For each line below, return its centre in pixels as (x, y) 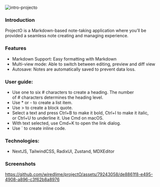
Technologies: (22, 140)
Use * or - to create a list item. (42, 102)
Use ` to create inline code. (39, 128)
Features (16, 48)
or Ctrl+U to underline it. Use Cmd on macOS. (58, 118)
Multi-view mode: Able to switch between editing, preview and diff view (84, 64)
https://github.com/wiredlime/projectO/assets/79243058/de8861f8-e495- (79, 174)
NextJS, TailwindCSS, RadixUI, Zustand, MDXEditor (63, 151)
